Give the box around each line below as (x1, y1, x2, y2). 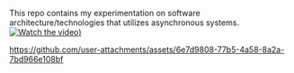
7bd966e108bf (9, 54, 64, 64)
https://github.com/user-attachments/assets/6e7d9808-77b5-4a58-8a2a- (9, 44, 285, 55)
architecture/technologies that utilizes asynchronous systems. (9, 17, 240, 28)
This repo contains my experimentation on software (9, 8, 200, 18)
